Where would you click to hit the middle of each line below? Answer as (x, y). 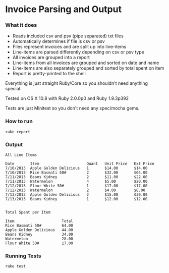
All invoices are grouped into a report (51, 58)
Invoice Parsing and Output (64, 9)
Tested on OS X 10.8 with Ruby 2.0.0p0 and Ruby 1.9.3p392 (67, 98)
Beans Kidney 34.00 (39, 235)
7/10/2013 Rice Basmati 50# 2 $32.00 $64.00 (76, 173)
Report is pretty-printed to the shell (49, 74)
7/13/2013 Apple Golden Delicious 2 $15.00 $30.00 (76, 195)
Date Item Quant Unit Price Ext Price (80, 164)
